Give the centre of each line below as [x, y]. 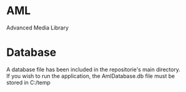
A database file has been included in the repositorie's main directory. [93, 69]
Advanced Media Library [37, 28]
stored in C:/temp [29, 82]
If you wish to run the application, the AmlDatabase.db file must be [91, 76]
